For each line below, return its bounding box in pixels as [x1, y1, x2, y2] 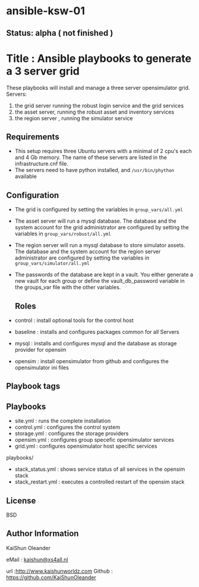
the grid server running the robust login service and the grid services [14, 102, 184, 109]
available [14, 173, 37, 180]
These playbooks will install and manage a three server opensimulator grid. [6, 84, 190, 91]
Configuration [6, 190, 59, 200]
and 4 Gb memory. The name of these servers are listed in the [14, 154, 168, 161]
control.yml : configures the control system [14, 424, 121, 431]
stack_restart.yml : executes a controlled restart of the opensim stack [14, 478, 185, 486]
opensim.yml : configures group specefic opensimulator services [14, 436, 174, 444]
